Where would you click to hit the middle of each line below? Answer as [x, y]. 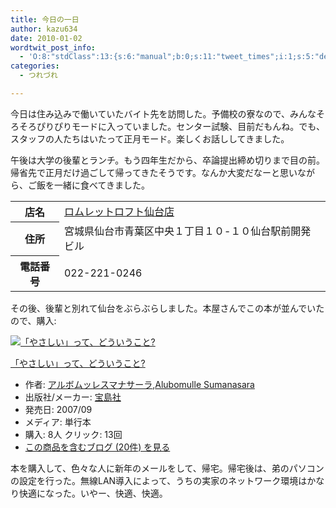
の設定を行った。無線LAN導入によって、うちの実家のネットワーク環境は [159, 480]
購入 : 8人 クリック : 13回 [73, 434]
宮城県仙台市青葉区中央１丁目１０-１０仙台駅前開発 [187, 231]
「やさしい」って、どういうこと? [78, 363]
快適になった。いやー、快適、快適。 [93, 493]
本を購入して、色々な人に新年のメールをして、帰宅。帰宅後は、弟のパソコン [167, 468]
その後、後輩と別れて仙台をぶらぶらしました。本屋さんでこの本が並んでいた [167, 308]
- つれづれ [38, 76]
